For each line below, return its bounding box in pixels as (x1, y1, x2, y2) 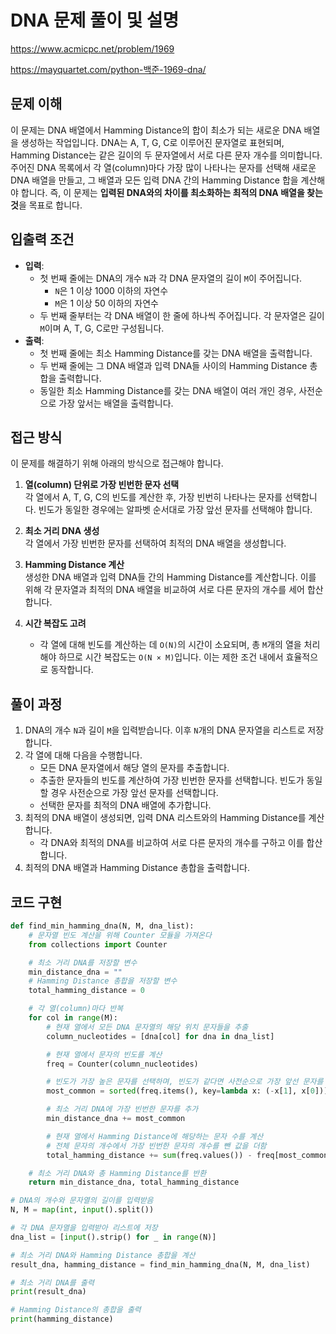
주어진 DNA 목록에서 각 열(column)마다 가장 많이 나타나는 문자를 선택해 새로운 (10, 161, 317, 173)
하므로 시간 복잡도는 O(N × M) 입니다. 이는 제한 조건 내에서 (58, 651, 284, 663)
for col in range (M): (28, 1013, 118, 1023)
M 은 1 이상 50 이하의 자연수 (54, 297, 160, 309)
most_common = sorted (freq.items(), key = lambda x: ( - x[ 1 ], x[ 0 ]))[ (46, 1086, 333, 1096)
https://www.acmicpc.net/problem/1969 (10, 42, 175, 55)
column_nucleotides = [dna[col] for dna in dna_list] (46, 1031, 275, 1041)
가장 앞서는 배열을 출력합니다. (58, 397, 174, 409)
